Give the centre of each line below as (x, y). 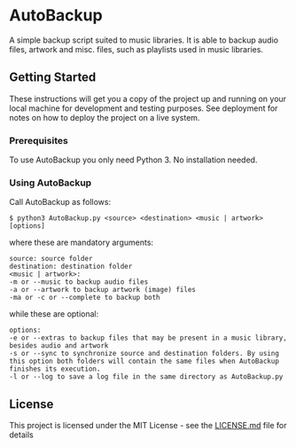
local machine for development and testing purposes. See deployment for (144, 108)
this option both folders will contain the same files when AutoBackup (144, 361)
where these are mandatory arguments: (81, 243)
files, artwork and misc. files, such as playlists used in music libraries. (136, 49)
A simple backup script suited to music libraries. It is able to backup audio (144, 40)
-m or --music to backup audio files (79, 282)
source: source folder (51, 259)
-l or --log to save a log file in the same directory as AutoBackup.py (146, 377)
